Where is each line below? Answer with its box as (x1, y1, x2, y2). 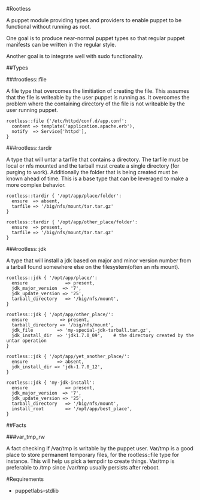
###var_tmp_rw (6, 434, 46, 440)
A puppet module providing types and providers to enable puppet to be (6, 17, 182, 23)
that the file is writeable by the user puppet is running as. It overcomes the (6, 94, 190, 101)
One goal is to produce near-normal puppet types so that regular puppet (6, 35, 185, 41)
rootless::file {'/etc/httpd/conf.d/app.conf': (6, 118, 128, 124)
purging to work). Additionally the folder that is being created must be (6, 169, 178, 175)
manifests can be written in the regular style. (6, 41, 117, 48)
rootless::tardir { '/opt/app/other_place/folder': (6, 219, 138, 225)
